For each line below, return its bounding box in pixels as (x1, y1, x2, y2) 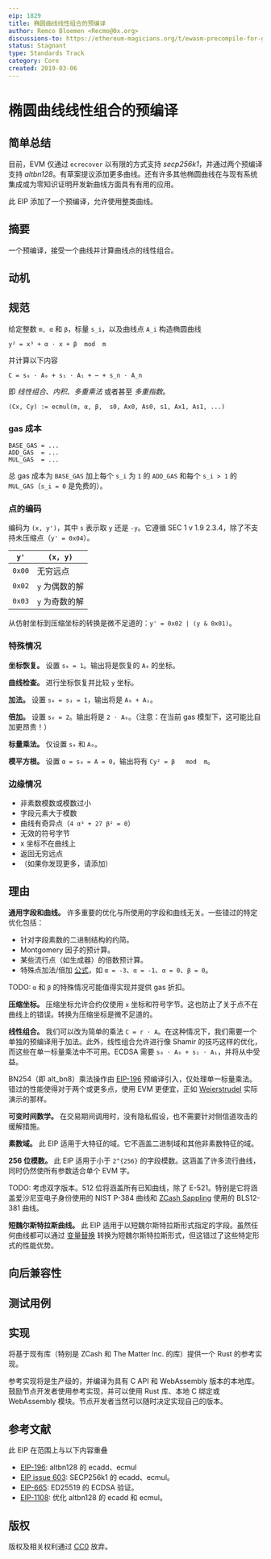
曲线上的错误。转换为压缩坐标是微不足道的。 (8, 1009, 157, 1019)
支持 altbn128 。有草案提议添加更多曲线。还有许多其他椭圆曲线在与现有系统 (8, 169, 258, 178)
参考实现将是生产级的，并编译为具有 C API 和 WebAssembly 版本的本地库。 (8, 1377, 260, 1386)
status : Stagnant (8, 42, 67, 50)
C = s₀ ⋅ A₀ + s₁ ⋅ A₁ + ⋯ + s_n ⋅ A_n (8, 371, 143, 379)
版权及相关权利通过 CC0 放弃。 (8, 1541, 113, 1551)
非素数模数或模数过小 (19, 798, 91, 808)
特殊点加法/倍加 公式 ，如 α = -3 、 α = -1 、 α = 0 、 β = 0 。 (19, 965, 213, 975)
